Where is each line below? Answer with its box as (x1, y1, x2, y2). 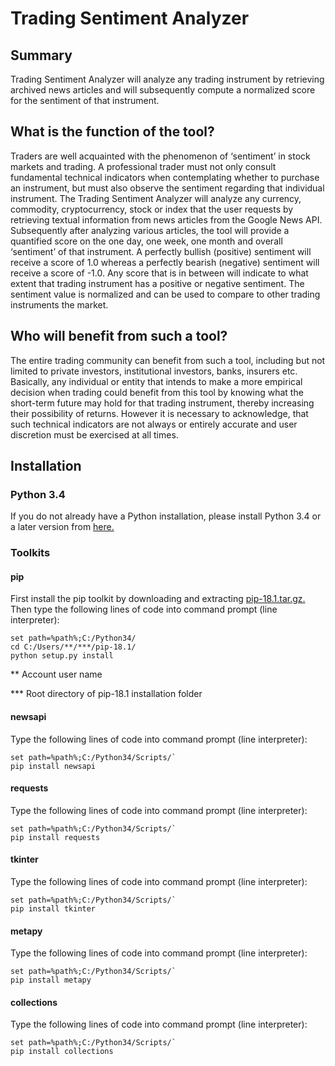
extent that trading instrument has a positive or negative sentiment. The (10, 277, 305, 289)
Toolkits (10, 546, 51, 560)
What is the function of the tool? (10, 123, 215, 141)
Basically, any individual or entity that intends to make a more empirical (10, 375, 303, 387)
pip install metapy (10, 975, 92, 986)
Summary (10, 47, 73, 64)
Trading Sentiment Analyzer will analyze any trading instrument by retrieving (10, 73, 325, 85)
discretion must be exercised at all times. (10, 428, 179, 441)
